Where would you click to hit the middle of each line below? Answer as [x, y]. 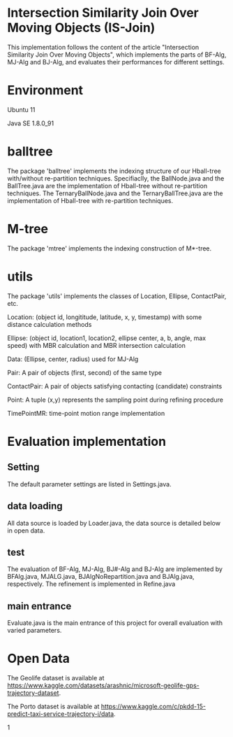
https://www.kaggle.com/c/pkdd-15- [153, 707]
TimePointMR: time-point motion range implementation [86, 413]
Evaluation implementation [87, 441]
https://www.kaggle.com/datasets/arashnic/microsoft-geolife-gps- [104, 686]
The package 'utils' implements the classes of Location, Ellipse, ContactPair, [117, 296]
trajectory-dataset [33, 693]
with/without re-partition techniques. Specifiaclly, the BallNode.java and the [116, 178]
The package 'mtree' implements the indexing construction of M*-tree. [110, 248]
